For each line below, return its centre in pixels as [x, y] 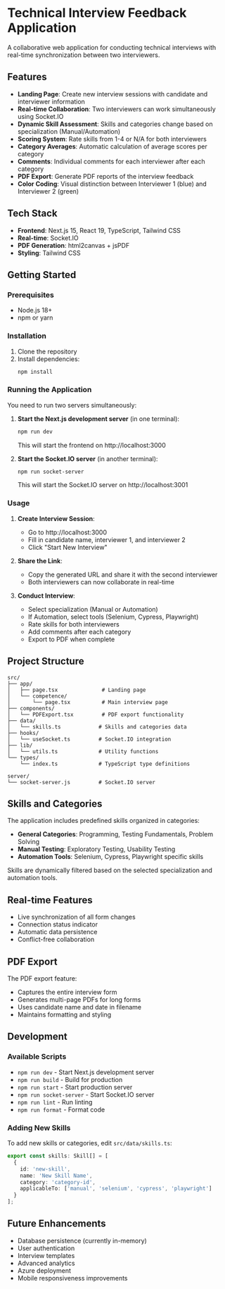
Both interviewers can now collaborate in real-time [101, 581]
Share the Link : [40, 560]
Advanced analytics [46, 1263]
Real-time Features [50, 900]
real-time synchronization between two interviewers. [84, 55]
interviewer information [51, 101]
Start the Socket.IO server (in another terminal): [88, 458]
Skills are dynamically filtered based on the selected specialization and [110, 870]
